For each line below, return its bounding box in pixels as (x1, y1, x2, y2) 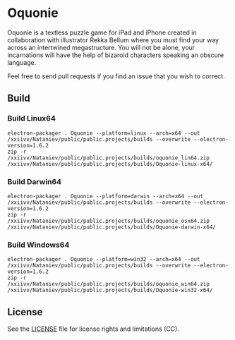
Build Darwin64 (7, 176, 62, 186)
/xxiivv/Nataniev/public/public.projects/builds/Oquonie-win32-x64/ (7, 287, 213, 294)
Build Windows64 (7, 240, 70, 250)
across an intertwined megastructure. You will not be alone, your (7, 43, 195, 51)
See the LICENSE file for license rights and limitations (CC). (7, 324, 180, 333)
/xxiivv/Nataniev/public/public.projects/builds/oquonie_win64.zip (7, 281, 210, 288)
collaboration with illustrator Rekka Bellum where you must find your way (7, 35, 219, 44)
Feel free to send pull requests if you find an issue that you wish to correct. (7, 72, 225, 80)
